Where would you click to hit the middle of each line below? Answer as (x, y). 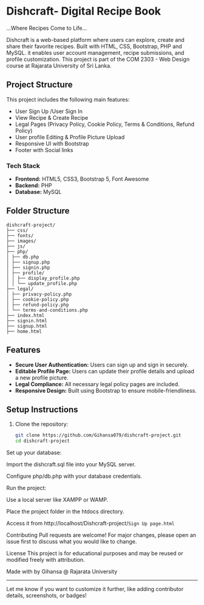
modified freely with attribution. (46, 560)
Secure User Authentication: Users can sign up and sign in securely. (102, 365)
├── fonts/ (20, 235)
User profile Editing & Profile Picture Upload (70, 137)
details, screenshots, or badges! (46, 596)
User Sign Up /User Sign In (49, 111)
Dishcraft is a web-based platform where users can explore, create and (96, 40)
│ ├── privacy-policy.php (39, 294)
